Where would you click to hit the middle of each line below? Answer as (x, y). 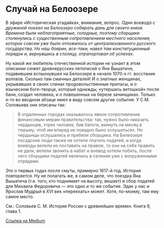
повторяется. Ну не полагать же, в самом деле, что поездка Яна (73, 176)
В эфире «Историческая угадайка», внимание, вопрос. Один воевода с (81, 23)
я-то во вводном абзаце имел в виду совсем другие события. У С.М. (78, 99)
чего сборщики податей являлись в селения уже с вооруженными (87, 156)
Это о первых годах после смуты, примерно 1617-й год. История (73, 170)
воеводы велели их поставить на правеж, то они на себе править (86, 145)
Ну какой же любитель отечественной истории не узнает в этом (73, 63)
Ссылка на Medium (25, 221)
